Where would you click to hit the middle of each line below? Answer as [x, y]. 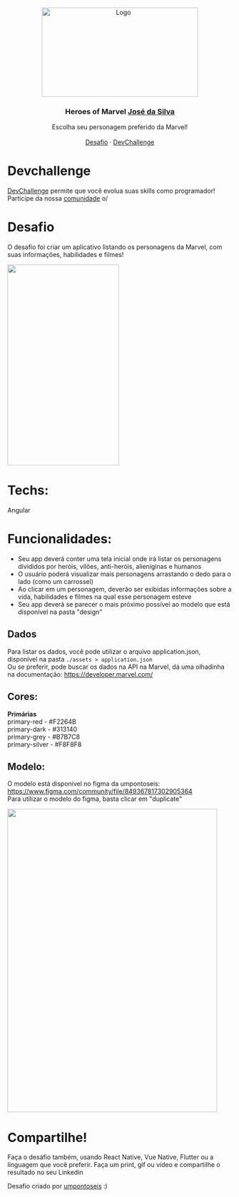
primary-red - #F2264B [42, 722]
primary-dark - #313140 [42, 729]
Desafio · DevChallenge [120, 142]
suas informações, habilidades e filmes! [66, 255]
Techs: [28, 491]
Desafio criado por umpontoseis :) [58, 1186]
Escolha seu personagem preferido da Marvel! [120, 127]
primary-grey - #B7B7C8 [44, 737]
